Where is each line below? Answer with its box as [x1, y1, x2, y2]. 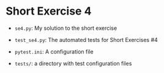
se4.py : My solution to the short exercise [14, 24, 117, 32]
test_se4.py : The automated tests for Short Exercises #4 [14, 36, 158, 43]
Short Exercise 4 [6, 4, 92, 18]
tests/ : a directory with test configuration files [14, 60, 132, 67]
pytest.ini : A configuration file [14, 47, 94, 55]
